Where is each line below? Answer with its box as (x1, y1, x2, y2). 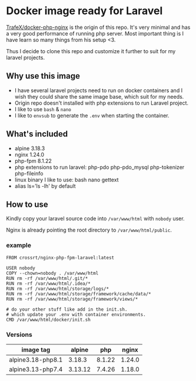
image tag (21, 346, 51, 354)
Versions (6, 330, 32, 338)
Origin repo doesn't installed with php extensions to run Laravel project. (14, 99, 189, 106)
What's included (6, 129, 68, 139)
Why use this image (6, 71, 81, 81)
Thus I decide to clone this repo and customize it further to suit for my (6, 47, 176, 54)
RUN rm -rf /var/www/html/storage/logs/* (6, 285, 109, 292)
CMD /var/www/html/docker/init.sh (6, 317, 91, 323)
